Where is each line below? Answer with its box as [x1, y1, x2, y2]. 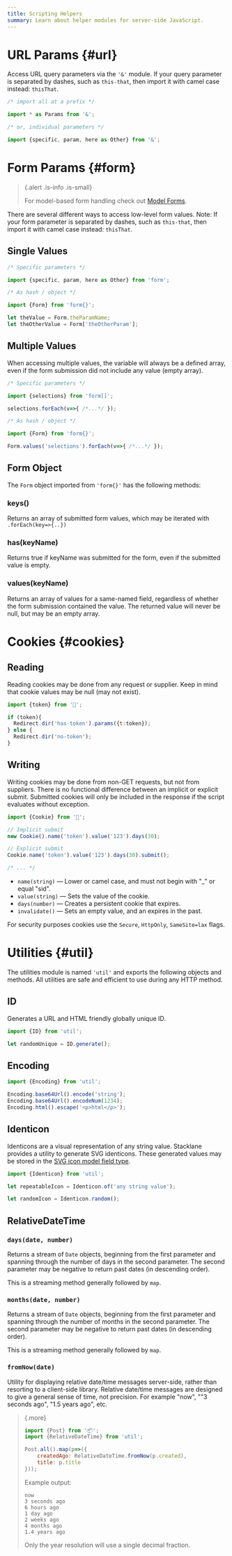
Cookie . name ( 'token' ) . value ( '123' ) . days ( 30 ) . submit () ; [7, 851, 170, 859]
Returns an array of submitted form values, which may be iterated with [7, 514, 210, 523]
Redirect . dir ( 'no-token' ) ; [13, 733, 92, 740]
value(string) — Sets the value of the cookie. [17, 892, 150, 900]
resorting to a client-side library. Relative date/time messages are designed [7, 1385, 223, 1393]
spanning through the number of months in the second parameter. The [7, 1317, 210, 1326]
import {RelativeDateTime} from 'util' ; [24, 1434, 144, 1441]
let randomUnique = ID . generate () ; [7, 1040, 111, 1047]
